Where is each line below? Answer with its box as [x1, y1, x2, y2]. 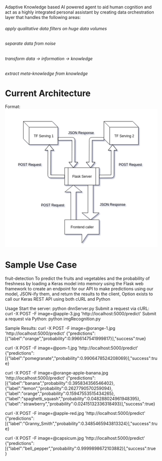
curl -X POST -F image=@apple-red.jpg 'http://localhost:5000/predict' [5, 410, 146, 416]
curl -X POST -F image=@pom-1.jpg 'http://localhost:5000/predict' [5, 345, 139, 351]
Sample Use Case [5, 259, 77, 271]
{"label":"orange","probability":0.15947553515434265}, [5, 391, 115, 396]
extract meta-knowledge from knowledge [5, 70, 88, 77]
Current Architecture [5, 87, 91, 99]
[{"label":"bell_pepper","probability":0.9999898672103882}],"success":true [5, 445, 156, 451]
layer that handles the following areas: [5, 15, 81, 20]
